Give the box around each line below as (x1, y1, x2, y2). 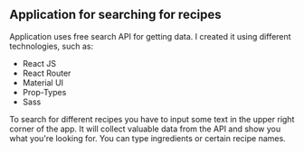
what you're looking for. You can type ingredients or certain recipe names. (9, 132, 287, 143)
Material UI (22, 76, 64, 88)
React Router (22, 67, 71, 78)
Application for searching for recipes (9, 7, 222, 22)
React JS (22, 58, 57, 68)
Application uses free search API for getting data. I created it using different (9, 31, 291, 41)
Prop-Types (22, 86, 67, 97)
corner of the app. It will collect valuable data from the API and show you (9, 123, 281, 134)
